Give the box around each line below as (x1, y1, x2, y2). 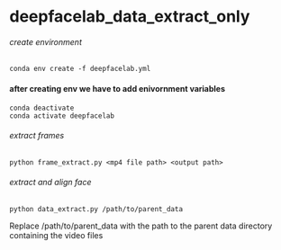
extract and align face (9, 177, 92, 188)
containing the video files (9, 230, 104, 240)
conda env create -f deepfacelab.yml (9, 65, 151, 74)
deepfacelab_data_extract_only (9, 6, 250, 27)
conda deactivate (9, 103, 75, 112)
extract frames (9, 130, 65, 141)
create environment (9, 36, 83, 47)
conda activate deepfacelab (9, 111, 115, 121)
